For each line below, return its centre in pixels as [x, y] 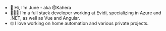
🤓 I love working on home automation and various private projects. [79, 23]
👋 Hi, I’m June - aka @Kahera [41, 8]
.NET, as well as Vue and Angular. [45, 18]
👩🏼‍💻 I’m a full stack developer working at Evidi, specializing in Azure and [86, 13]
